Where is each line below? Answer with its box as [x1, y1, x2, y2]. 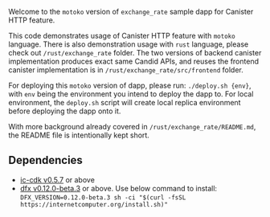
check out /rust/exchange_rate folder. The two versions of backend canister [8, 48, 262, 57]
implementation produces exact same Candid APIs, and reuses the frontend [8, 56, 260, 66]
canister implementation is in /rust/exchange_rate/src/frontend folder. [8, 65, 243, 75]
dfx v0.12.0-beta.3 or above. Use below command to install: [19, 183, 218, 193]
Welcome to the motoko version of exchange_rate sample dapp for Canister [8, 7, 254, 16]
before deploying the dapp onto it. [8, 106, 121, 116]
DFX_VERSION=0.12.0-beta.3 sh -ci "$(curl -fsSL [19, 193, 186, 202]
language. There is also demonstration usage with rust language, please [8, 39, 249, 49]
